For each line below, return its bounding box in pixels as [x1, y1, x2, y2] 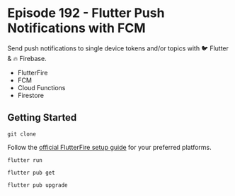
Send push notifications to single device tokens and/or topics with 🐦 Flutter [7, 44, 229, 53]
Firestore [17, 91, 45, 99]
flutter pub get [7, 169, 55, 176]
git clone [7, 130, 37, 138]
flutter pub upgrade [7, 181, 69, 189]
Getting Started [7, 111, 77, 124]
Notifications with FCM [7, 20, 147, 36]
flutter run [7, 156, 42, 164]
